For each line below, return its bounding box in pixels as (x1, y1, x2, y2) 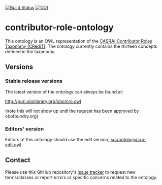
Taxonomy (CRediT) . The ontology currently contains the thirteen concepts (5, 43, 158, 49)
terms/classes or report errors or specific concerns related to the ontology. (5, 174, 158, 180)
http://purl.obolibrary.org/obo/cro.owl (5, 98, 81, 104)
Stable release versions (5, 78, 63, 85)
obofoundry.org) (5, 113, 38, 119)
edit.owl (5, 142, 21, 148)
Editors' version (5, 125, 44, 132)
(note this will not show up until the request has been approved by (5, 108, 139, 114)
